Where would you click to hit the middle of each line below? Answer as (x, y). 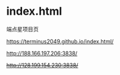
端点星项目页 (22, 29)
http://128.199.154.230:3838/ (42, 65)
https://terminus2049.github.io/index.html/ (60, 41)
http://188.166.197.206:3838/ (42, 53)
